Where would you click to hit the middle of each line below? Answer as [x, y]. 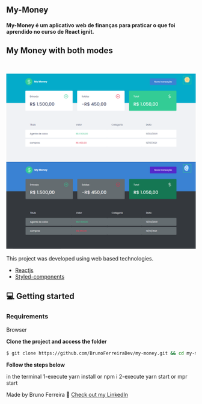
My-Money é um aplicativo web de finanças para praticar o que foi [91, 25]
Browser [17, 330]
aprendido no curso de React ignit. [50, 31]
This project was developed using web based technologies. [80, 258]
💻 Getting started [40, 296]
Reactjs [24, 270]
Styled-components [40, 276]
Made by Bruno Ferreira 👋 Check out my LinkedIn [67, 394]
